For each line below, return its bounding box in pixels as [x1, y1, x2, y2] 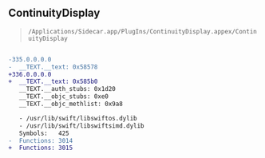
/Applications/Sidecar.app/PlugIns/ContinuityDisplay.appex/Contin [27, 27, 257, 35]
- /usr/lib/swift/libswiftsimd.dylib [18, 121, 145, 130]
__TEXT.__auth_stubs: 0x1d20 [18, 85, 116, 93]
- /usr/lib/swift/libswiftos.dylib [18, 114, 137, 122]
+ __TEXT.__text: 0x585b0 [8, 77, 98, 86]
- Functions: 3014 [8, 136, 73, 144]
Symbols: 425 [18, 129, 69, 137]
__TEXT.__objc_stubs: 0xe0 [18, 93, 109, 101]
